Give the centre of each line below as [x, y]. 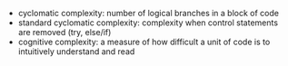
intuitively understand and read [76, 52]
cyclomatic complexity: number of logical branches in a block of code [149, 13]
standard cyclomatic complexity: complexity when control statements [148, 23]
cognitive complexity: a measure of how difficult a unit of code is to [144, 42]
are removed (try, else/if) [65, 32]
